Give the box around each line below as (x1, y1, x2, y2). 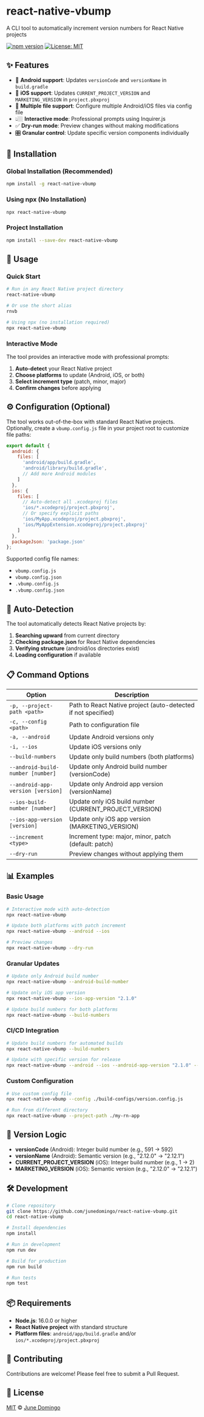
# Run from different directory (6, 1107, 88, 1113)
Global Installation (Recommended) (6, 167, 114, 176)
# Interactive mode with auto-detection (6, 906, 110, 912)
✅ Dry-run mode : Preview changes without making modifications (15, 121, 179, 129)
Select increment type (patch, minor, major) (15, 378, 126, 385)
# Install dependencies (6, 1225, 67, 1231)
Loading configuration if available (15, 651, 101, 658)
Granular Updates (6, 959, 59, 968)
